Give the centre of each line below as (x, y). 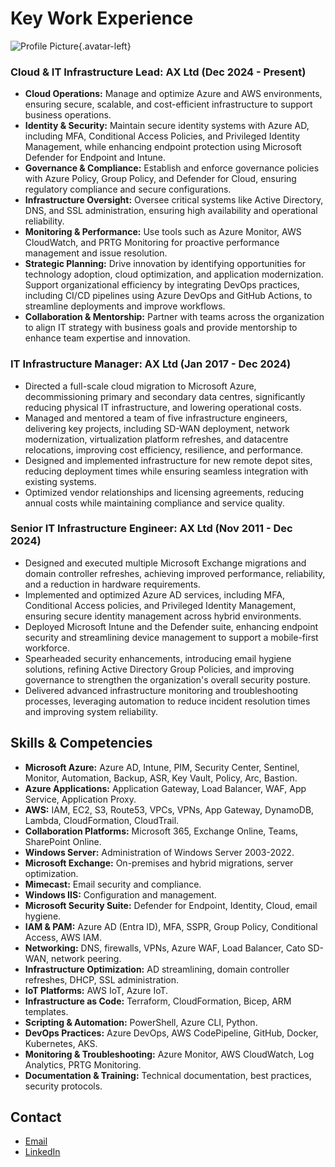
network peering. (86, 958)
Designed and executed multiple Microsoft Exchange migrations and (165, 563)
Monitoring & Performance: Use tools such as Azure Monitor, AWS (163, 232)
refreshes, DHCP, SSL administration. (102, 979)
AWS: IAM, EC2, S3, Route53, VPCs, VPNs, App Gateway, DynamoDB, (169, 809)
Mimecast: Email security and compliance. (113, 884)
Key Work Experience (102, 18)
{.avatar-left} (105, 46)
